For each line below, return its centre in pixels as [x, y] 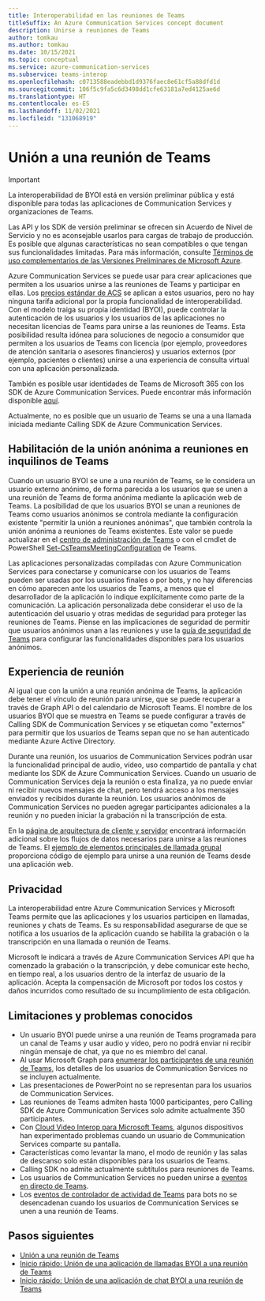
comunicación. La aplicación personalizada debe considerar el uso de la [125, 605]
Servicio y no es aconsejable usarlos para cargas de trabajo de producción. [131, 235]
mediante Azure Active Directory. [62, 741]
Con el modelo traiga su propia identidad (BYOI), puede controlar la [118, 309]
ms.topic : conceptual [44, 60]
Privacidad [35, 889]
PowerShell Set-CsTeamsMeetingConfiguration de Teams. [103, 547]
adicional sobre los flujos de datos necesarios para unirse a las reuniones [127, 839]
